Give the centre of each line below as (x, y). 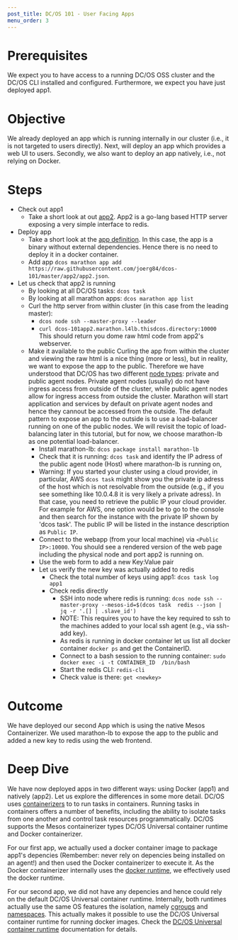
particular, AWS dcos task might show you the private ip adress (131, 479)
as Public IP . (58, 532)
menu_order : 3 (28, 21)
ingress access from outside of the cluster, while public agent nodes (128, 389)
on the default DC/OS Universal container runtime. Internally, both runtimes (117, 899)
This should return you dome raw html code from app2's (121, 336)
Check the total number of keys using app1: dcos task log (134, 577)
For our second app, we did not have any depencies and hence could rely (115, 892)
